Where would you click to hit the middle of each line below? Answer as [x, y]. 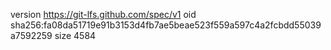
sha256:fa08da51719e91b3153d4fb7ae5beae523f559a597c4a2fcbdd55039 [166, 25]
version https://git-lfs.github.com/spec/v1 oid [103, 14]
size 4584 [75, 35]
